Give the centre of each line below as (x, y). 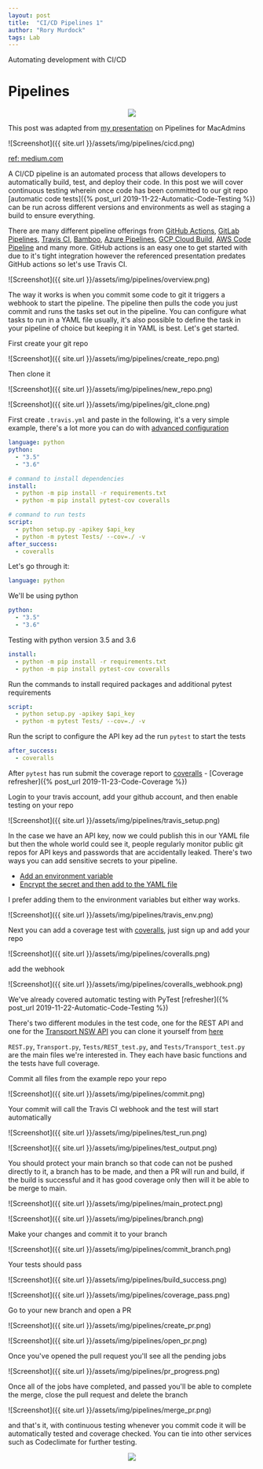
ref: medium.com (36, 159)
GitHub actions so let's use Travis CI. (68, 264)
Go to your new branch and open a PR (70, 1310)
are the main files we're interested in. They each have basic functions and (128, 1054)
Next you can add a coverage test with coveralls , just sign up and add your (129, 930)
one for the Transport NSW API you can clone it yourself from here (116, 1031)
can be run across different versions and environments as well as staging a (130, 207)
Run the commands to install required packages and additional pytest (120, 684)
